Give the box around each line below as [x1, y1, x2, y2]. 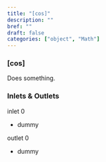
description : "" [7, 17, 54, 23]
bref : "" [7, 23, 32, 30]
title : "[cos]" [7, 10, 51, 17]
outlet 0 [7, 134, 30, 142]
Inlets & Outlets [7, 91, 60, 101]
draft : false [7, 29, 45, 37]
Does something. [7, 74, 56, 83]
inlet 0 [7, 107, 25, 115]
